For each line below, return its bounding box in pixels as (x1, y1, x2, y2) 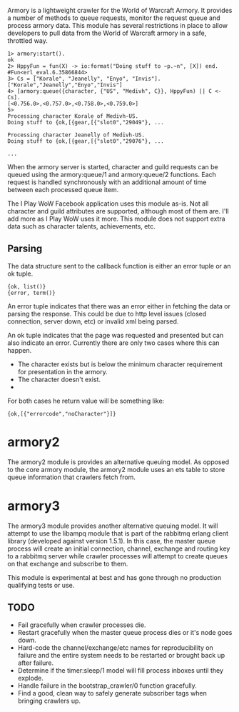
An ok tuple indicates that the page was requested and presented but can (7, 331, 224, 339)
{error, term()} (7, 289, 56, 296)
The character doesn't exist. (17, 375, 101, 383)
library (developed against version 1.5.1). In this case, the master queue (7, 536, 216, 545)
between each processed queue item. (7, 186, 119, 194)
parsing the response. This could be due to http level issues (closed (7, 309, 207, 318)
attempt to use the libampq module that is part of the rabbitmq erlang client (7, 528, 229, 538)
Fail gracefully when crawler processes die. (17, 621, 146, 629)
